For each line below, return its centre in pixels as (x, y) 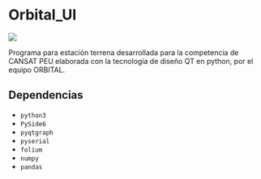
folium (31, 150)
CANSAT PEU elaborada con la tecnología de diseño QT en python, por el (131, 61)
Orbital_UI (43, 15)
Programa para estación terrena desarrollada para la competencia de (124, 52)
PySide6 (33, 124)
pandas (31, 167)
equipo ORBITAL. (37, 70)
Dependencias (46, 95)
